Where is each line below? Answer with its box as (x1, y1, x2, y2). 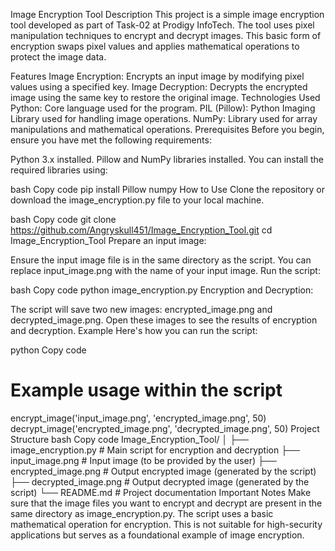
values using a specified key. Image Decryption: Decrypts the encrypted (10, 81, 308, 93)
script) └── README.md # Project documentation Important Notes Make (10, 486, 312, 498)
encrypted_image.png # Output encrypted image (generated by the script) (10, 465, 317, 477)
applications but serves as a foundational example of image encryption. (10, 529, 305, 541)
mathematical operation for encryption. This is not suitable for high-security (10, 518, 323, 530)
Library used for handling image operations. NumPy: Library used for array (10, 113, 318, 124)
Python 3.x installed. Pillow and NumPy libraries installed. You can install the (10, 154, 324, 165)
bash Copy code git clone (10, 214, 117, 225)
